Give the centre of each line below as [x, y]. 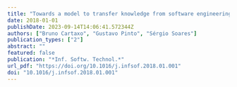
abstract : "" [26, 46]
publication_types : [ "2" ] [45, 40]
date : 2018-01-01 [33, 20]
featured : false [31, 53]
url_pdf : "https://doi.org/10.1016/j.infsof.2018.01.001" [94, 66]
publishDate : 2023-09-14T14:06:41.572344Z [71, 27]
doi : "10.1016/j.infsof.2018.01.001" [63, 72]
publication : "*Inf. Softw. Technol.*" [66, 60]
